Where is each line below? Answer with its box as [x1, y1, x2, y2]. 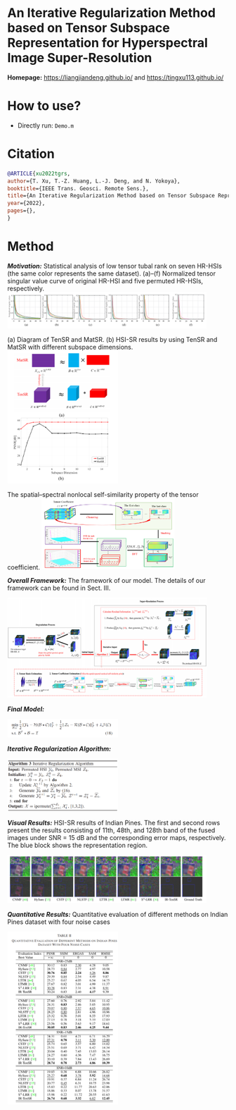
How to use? [7, 98, 81, 114]
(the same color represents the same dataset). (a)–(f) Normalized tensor [7, 269, 216, 278]
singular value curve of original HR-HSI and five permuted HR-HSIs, [7, 276, 204, 285]
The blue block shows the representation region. [7, 841, 148, 849]
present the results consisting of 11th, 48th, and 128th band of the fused [7, 826, 216, 834]
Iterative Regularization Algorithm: [7, 745, 112, 753]
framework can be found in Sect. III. [7, 584, 111, 593]
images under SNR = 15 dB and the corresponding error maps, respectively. [7, 833, 226, 841]
